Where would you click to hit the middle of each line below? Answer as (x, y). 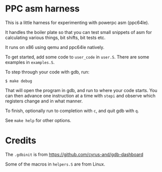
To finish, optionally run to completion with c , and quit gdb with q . (72, 110)
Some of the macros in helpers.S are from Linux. (55, 164)
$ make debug (19, 81)
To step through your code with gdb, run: (47, 72)
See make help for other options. (38, 120)
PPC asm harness (42, 9)
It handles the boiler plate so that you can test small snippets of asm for (79, 32)
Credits (21, 141)
